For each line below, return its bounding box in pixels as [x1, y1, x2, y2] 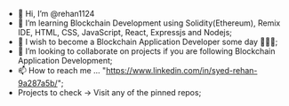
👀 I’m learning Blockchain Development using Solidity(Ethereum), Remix [17, 18, 281, 28]
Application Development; [17, 56, 113, 65]
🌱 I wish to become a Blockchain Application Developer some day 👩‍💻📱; [17, 36, 278, 47]
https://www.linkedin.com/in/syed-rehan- [105, 65, 258, 75]
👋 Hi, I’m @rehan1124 [17, 9, 95, 19]
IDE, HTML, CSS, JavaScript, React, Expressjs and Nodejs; [17, 27, 233, 37]
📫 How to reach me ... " [17, 65, 107, 75]
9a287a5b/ [17, 78, 58, 88]
